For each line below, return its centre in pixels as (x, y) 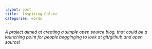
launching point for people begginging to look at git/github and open (74, 37)
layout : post (18, 9)
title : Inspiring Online (31, 14)
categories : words (24, 18)
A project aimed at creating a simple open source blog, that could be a (76, 32)
